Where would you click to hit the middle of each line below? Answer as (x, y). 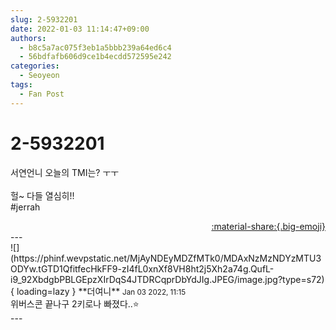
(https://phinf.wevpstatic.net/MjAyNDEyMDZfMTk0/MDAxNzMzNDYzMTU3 (166, 258)
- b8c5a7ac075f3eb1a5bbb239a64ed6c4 (95, 47)
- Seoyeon (39, 76)
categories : (35, 66)
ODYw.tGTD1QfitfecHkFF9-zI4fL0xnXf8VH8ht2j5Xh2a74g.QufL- (142, 268)
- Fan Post (42, 94)
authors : (28, 38)
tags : (21, 85)
